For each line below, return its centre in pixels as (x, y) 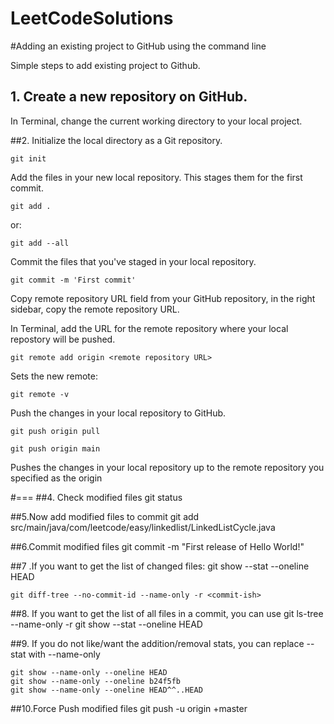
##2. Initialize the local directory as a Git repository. (116, 140)
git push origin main (55, 448)
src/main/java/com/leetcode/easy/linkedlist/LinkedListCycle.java (143, 527)
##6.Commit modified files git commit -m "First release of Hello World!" (157, 546)
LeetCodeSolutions (92, 18)
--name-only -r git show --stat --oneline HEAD (106, 624)
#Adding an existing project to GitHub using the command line (138, 46)
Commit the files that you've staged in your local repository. (133, 261)
